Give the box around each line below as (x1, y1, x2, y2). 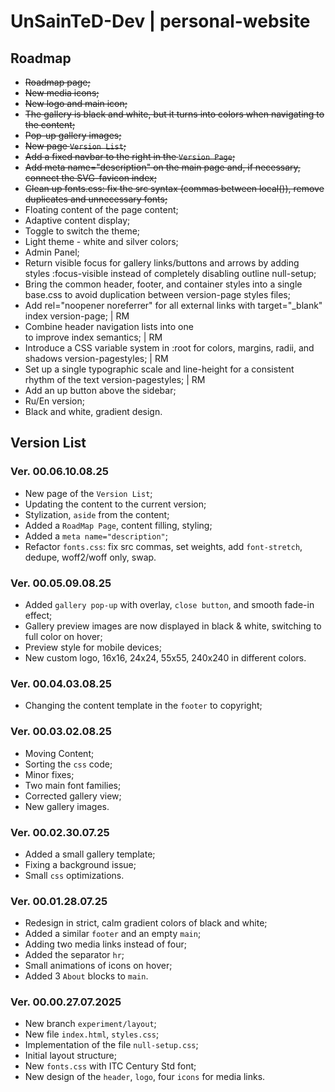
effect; (24, 609, 53, 621)
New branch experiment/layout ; (24, 1018, 157, 1030)
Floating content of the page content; (24, 204, 179, 215)
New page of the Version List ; (24, 487, 153, 499)
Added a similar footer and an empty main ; (24, 928, 202, 940)
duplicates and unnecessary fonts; (24, 193, 168, 205)
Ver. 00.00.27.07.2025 (10, 995, 122, 1009)
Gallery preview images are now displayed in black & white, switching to (24, 620, 322, 632)
